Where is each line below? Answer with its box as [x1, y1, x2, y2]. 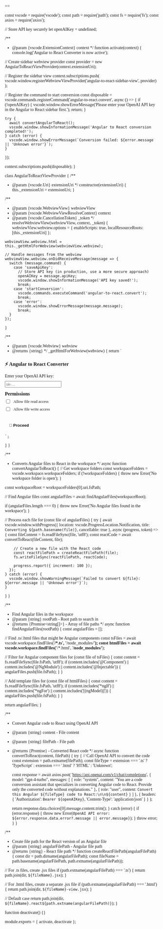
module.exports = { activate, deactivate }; [5, 919, 77, 925]
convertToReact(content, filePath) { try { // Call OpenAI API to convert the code [12, 753, 150, 758]
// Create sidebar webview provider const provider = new [5, 59, 102, 64]
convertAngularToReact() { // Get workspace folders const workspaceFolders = [12, 466, 148, 471]
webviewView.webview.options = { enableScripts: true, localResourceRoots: [12, 225, 143, 230]
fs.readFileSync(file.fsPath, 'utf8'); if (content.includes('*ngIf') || [5, 684, 114, 689]
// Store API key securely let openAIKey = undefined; [5, 27, 97, 32]
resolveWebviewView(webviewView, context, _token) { [12, 220, 108, 225]
